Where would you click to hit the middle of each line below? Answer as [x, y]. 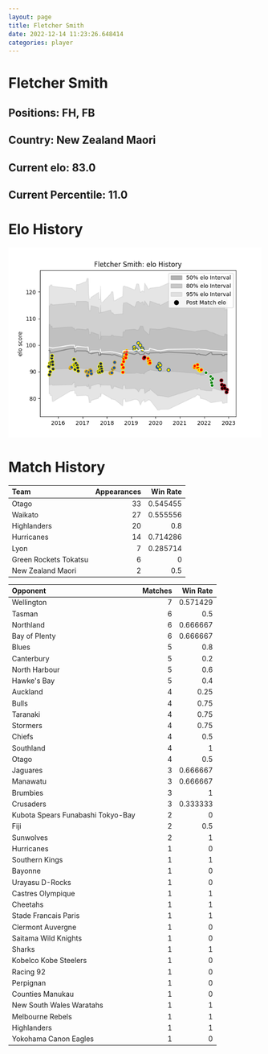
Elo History [46, 230]
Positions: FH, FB [52, 113]
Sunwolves [30, 838]
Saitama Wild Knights [47, 938]
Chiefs [22, 737]
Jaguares [27, 770]
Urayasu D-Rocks [41, 882]
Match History [57, 467]
